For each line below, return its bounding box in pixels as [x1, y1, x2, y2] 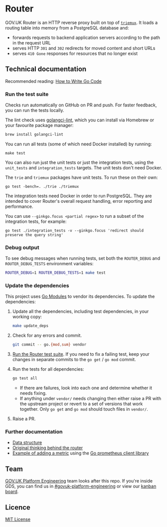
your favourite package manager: [5, 122, 74, 128]
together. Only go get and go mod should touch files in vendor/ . [19, 406, 149, 412]
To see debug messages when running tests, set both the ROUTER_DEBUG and [5, 255, 161, 261]
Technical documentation [5, 65, 87, 73]
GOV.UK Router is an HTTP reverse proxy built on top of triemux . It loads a [5, 19, 158, 25]
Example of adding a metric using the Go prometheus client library [12, 450, 149, 456]
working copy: [12, 314, 42, 320]
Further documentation [5, 428, 63, 435]
